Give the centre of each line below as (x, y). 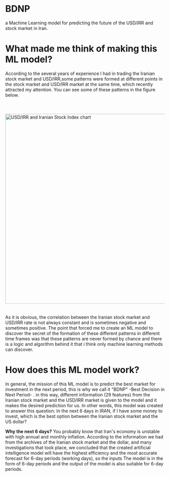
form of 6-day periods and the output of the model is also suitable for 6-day (84, 463)
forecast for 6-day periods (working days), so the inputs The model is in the (84, 458)
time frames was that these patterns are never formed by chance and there (83, 339)
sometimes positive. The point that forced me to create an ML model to (79, 328)
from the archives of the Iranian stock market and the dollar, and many (78, 442)
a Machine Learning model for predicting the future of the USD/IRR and (79, 23)
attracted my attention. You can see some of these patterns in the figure (80, 90)
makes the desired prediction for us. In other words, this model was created (84, 405)
